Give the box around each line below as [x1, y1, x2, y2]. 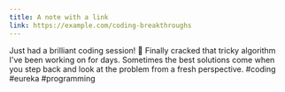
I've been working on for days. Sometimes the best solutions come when [9, 54, 275, 65]
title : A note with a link [9, 12, 109, 22]
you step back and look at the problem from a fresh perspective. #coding [9, 63, 276, 74]
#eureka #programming [9, 73, 96, 83]
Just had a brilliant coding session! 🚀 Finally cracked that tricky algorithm [9, 45, 276, 55]
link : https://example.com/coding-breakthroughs [9, 21, 192, 30]
